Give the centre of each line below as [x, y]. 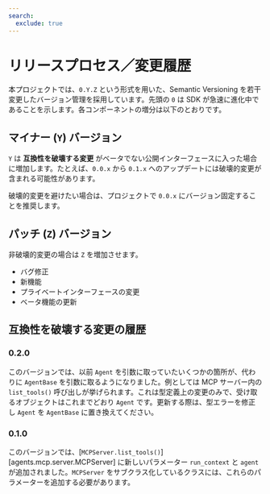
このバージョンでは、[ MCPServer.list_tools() [85, 452]
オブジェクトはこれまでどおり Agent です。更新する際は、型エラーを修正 [135, 402]
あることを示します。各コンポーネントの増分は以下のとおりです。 [117, 110]
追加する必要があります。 [93, 482]
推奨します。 [43, 205]
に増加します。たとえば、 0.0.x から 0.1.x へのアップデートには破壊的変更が [135, 168]
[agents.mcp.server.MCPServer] [62, 462]
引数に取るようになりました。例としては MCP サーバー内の [164, 382]
